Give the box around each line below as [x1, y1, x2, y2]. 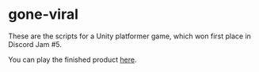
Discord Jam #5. [8, 39, 62, 49]
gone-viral [8, 5, 79, 23]
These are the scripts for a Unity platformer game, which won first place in [8, 31, 252, 41]
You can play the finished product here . [8, 55, 137, 64]
